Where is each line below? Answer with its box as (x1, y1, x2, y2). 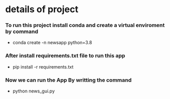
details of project (5, 4, 79, 15)
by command (5, 28, 39, 35)
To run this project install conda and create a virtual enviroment (5, 22, 165, 29)
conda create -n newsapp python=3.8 (12, 40, 92, 46)
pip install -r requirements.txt (12, 63, 74, 70)
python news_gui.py (12, 88, 55, 94)
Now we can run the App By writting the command (5, 76, 132, 83)
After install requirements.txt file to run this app (5, 52, 125, 59)
